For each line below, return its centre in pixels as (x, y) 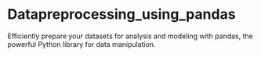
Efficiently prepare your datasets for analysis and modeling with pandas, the (130, 36)
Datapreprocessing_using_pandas (121, 14)
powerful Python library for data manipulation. (82, 44)
